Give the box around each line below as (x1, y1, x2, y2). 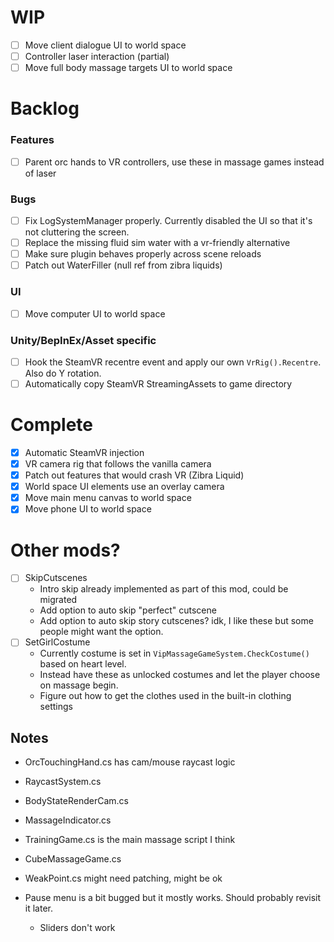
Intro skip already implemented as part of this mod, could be (39, 583, 289, 595)
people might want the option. (39, 626, 164, 638)
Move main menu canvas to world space (24, 492, 192, 504)
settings (39, 701, 73, 713)
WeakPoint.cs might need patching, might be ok (24, 872, 223, 885)
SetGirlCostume (24, 636, 91, 648)
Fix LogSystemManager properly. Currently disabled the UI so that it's (24, 214, 313, 226)
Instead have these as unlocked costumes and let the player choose (39, 669, 321, 681)
